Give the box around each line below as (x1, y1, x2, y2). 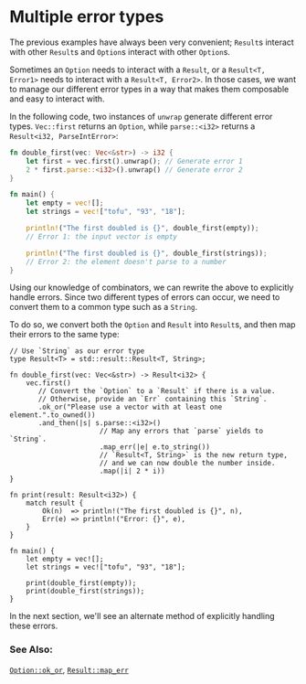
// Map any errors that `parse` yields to (99, 427, 263, 436)
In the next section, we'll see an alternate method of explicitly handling (9, 611, 276, 622)
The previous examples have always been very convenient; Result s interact (9, 37, 294, 48)
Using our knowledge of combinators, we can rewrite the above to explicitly (9, 282, 294, 294)
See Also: (9, 643, 53, 656)
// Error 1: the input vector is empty (26, 231, 178, 241)
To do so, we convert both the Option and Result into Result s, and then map (9, 319, 296, 330)
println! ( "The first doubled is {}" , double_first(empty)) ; (26, 224, 259, 233)
